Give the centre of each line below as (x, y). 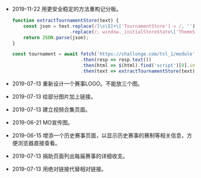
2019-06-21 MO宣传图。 (42, 122)
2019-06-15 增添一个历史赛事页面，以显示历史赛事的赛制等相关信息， (99, 135)
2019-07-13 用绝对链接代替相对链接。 (59, 169)
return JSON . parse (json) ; (56, 37)
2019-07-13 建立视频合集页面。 (51, 109)
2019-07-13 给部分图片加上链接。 (54, 96)
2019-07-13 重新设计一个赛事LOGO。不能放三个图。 (77, 84)
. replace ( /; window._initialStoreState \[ (123, 32)
